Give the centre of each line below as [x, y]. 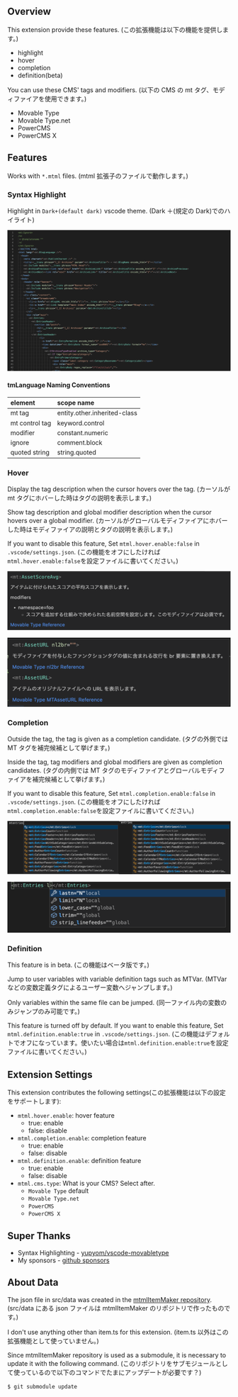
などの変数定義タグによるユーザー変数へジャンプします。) [90, 987]
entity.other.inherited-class [97, 413]
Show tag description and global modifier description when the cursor [110, 512]
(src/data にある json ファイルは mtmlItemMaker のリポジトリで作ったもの [116, 1308]
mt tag [20, 413]
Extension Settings [50, 1074]
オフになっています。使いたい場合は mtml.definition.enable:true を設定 [124, 1043]
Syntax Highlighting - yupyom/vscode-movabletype [93, 1253]
